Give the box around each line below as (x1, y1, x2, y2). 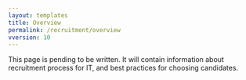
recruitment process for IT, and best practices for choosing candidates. (8, 64, 239, 73)
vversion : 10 (8, 33, 51, 42)
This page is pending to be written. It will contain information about (8, 55, 225, 64)
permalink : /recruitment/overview (8, 26, 121, 34)
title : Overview (8, 19, 61, 27)
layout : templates (8, 11, 68, 20)
